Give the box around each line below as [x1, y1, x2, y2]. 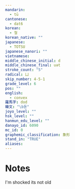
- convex [9, 95, 28, 100]
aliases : [5, 141, 23, 147]
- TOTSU [9, 44, 26, 49]
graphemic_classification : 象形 [5, 132, 70, 137]
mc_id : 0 [5, 127, 23, 132]
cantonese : [5, 16, 28, 21]
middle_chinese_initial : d [5, 58, 61, 63]
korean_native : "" [5, 35, 43, 40]
